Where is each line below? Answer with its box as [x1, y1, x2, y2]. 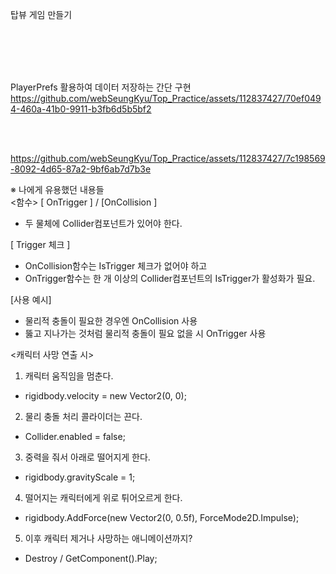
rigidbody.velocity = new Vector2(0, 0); [24, 390, 187, 402]
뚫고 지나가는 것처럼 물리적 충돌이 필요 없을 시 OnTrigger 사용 [24, 328, 267, 339]
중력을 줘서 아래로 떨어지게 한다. [24, 451, 151, 463]
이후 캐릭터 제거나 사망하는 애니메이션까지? [24, 533, 193, 544]
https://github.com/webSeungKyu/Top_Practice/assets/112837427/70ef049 [10, 93, 322, 104]
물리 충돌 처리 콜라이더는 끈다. [24, 411, 143, 422]
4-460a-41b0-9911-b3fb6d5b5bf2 [10, 103, 152, 115]
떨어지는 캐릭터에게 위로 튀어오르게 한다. [24, 492, 183, 503]
